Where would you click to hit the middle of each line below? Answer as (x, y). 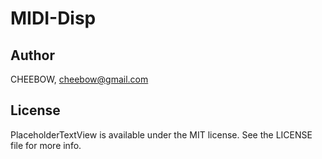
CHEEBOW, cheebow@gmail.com (79, 79)
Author (32, 55)
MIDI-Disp (53, 18)
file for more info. (46, 145)
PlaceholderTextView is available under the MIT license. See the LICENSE (161, 134)
